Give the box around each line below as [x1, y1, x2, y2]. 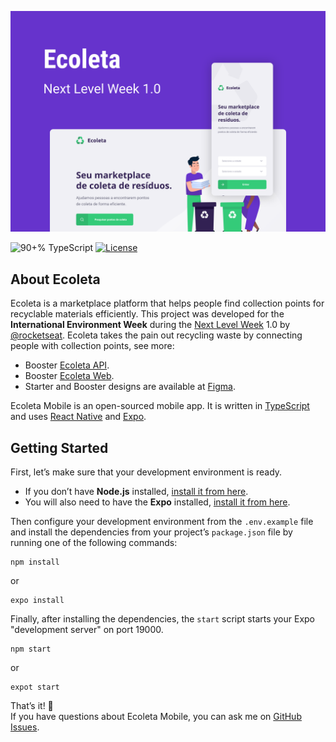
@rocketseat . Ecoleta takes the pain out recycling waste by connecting [10, 329, 303, 341]
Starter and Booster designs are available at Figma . [24, 381, 236, 393]
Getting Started [10, 439, 109, 456]
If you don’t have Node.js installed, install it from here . [24, 486, 249, 498]
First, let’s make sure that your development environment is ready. [10, 466, 283, 478]
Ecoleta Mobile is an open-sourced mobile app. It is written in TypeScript [10, 400, 310, 412]
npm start [10, 644, 52, 655]
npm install [10, 557, 60, 568]
